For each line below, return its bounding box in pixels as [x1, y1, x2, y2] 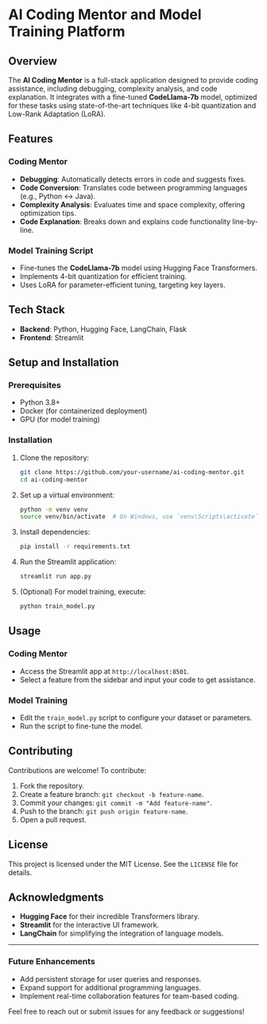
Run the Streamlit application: [19, 557, 117, 567]
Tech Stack [8, 303, 65, 316]
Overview [8, 54, 58, 68]
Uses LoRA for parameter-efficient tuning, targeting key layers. [19, 280, 226, 289]
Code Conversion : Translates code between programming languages [19, 182, 248, 192]
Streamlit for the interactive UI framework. [19, 920, 160, 930]
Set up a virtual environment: [19, 490, 115, 500]
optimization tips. [19, 208, 77, 218]
